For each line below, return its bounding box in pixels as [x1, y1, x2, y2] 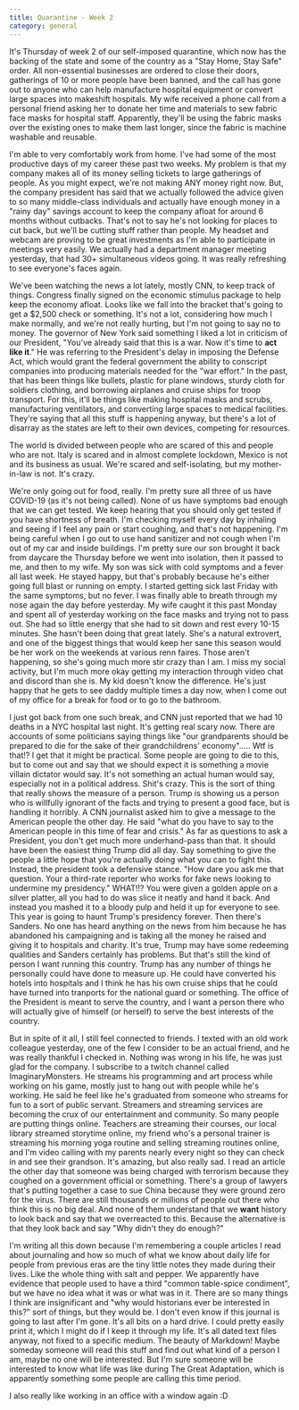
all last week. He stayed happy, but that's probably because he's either [9, 571, 270, 582]
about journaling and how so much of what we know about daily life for [9, 1249, 270, 1260]
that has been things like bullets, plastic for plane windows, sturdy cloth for [9, 374, 286, 385]
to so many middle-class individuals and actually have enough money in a [9, 196, 281, 206]
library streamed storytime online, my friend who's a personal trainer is [9, 1128, 270, 1138]
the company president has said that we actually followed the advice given [9, 187, 284, 197]
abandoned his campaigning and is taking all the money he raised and [9, 930, 267, 941]
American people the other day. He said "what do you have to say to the [9, 816, 274, 827]
